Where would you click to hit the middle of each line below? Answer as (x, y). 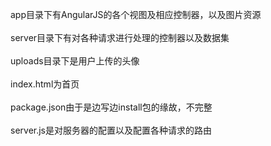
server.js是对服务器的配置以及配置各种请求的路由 (111, 130)
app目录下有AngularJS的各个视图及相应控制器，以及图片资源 (136, 14)
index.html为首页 (45, 84)
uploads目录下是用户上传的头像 (75, 61)
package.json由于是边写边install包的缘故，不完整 (111, 107)
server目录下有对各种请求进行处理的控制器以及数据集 (120, 37)
